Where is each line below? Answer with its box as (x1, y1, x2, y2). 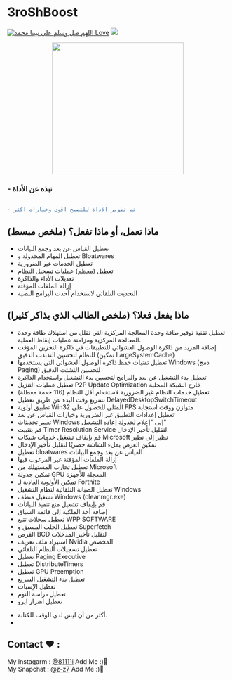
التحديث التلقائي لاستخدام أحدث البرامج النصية (17, 289, 138, 297)
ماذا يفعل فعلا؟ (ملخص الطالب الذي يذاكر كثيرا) (7, 309, 189, 321)
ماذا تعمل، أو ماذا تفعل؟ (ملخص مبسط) (7, 226, 159, 238)
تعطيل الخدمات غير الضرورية (17, 259, 93, 267)
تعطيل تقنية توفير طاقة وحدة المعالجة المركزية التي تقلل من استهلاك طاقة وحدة (17, 328, 226, 336)
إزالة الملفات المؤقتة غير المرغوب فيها (17, 455, 117, 463)
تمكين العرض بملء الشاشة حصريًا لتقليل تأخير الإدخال (17, 440, 157, 449)
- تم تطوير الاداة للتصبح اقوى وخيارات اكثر (7, 206, 137, 213)
